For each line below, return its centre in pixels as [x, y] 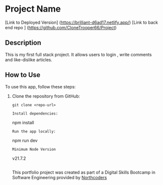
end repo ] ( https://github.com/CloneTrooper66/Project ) [61, 27]
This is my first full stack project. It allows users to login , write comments [78, 54]
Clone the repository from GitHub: [46, 96]
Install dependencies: [35, 113]
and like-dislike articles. [29, 60]
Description [23, 43]
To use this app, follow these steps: [41, 86]
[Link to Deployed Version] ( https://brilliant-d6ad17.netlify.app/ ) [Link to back [81, 22]
